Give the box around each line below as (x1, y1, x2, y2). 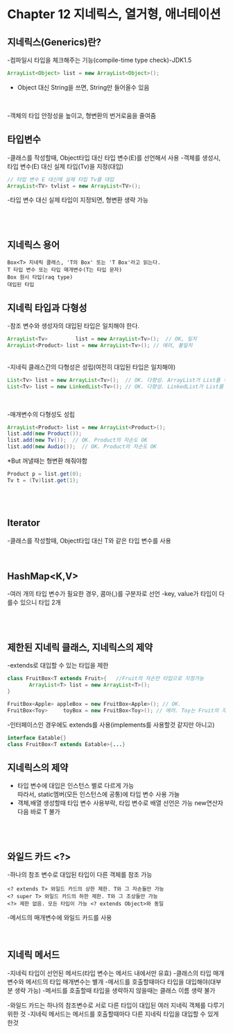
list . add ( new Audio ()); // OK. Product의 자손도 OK (7, 443, 157, 450)
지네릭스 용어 (7, 239, 60, 251)
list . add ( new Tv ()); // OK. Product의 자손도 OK (7, 437, 148, 444)
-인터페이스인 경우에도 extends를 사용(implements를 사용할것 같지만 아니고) (7, 720, 215, 729)
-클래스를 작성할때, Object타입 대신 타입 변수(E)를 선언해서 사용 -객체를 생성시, (7, 154, 221, 162)
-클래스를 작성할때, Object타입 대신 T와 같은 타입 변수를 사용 (7, 536, 171, 545)
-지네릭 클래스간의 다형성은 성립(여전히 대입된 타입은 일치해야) (7, 363, 176, 371)
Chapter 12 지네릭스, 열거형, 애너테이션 (7, 6, 221, 22)
